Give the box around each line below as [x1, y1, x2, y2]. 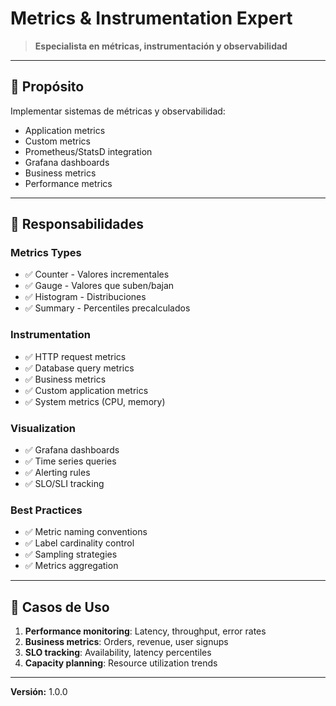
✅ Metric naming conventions [24, 526, 148, 538]
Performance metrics [24, 177, 113, 189]
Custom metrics [24, 135, 91, 147]
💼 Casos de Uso [10, 598, 110, 616]
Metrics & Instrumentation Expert [10, 7, 293, 30]
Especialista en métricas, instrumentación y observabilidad [34, 40, 288, 52]
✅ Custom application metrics [24, 384, 149, 396]
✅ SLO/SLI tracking [24, 478, 105, 490]
